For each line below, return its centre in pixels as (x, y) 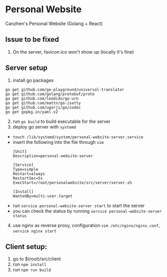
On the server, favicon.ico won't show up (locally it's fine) (73, 52)
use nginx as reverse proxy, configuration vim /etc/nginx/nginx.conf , (86, 225)
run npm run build (32, 270)
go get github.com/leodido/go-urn (42, 98)
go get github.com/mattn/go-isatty (43, 103)
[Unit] (20, 152)
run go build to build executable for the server (62, 121)
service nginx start (34, 231)
